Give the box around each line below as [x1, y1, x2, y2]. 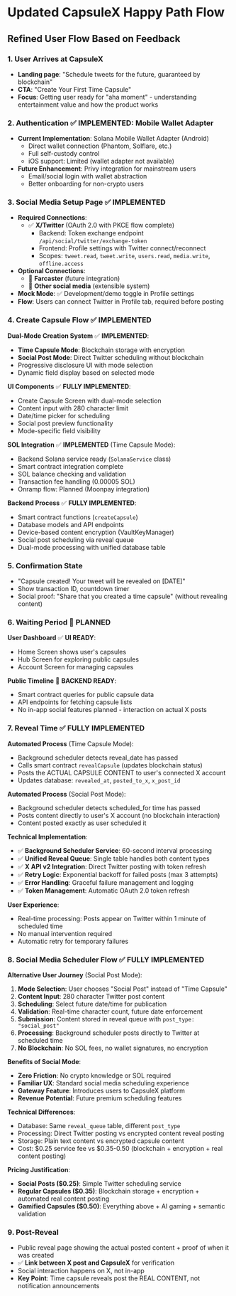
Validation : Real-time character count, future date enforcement [17, 1007, 203, 1016]
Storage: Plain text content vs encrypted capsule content [17, 1136, 184, 1145]
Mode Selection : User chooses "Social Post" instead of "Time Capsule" [17, 984, 228, 993]
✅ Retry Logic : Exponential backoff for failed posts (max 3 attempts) [17, 870, 218, 878]
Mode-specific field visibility [17, 426, 101, 435]
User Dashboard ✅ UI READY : [7, 634, 96, 642]
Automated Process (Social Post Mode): [7, 790, 126, 798]
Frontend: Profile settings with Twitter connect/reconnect [38, 244, 206, 253]
